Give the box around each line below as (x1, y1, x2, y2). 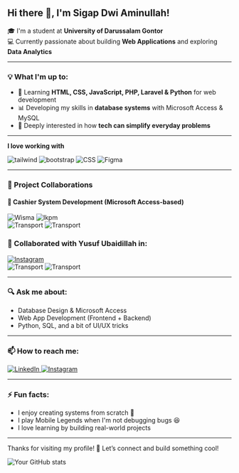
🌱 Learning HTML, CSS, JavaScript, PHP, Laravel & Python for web (17, 88, 216, 97)
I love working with (7, 142, 65, 150)
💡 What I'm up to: (7, 72, 69, 82)
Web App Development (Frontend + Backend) (17, 314, 152, 322)
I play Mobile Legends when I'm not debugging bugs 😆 (17, 416, 181, 425)
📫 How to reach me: (7, 346, 80, 356)
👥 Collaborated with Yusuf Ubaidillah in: (7, 239, 148, 249)
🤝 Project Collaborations (7, 180, 93, 190)
